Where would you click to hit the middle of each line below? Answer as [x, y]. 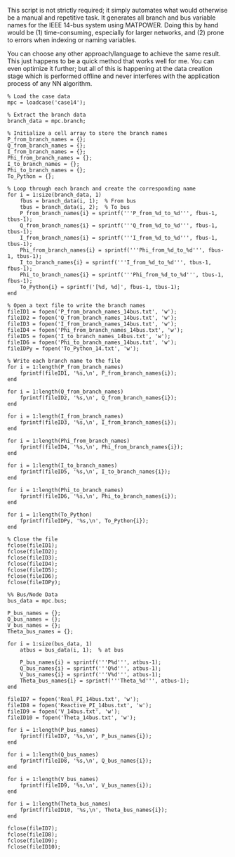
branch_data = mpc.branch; [47, 121]
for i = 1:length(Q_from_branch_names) [66, 392]
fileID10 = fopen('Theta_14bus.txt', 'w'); [72, 718]
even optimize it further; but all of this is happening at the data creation [110, 69]
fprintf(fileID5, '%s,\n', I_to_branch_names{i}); [95, 472]
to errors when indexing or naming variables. [72, 40]
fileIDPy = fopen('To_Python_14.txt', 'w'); [73, 349]
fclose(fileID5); [33, 570]
